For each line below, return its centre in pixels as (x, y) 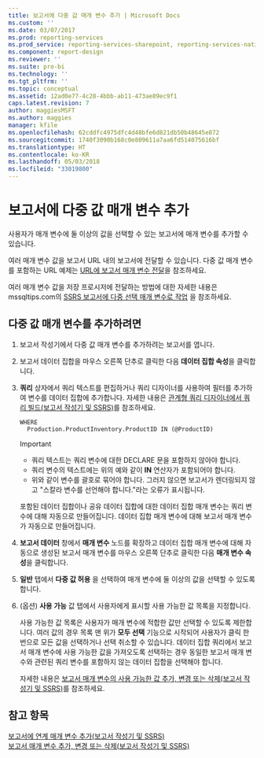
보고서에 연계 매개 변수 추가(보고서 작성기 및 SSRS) (86, 736)
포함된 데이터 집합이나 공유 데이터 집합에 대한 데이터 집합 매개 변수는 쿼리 (132, 506)
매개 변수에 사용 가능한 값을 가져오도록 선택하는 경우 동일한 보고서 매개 (136, 652)
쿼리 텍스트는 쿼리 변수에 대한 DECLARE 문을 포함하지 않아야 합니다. (136, 460)
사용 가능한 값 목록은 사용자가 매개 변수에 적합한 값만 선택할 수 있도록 (125, 622)
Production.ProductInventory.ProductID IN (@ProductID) (120, 429)
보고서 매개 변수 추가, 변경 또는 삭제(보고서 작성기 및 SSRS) (99, 745)
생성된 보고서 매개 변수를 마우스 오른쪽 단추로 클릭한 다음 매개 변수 (142, 553)
